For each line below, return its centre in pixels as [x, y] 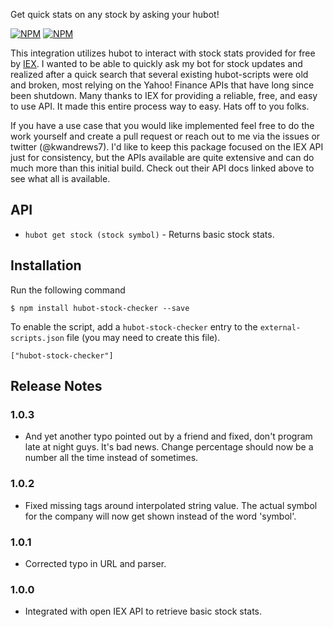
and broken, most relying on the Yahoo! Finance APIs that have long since [162, 85]
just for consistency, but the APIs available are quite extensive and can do [162, 157]
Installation [46, 265]
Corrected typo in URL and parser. [95, 563]
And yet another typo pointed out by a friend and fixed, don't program [168, 436]
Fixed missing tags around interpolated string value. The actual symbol [171, 505]
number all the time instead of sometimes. [111, 458]
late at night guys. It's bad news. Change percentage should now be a [169, 447]
